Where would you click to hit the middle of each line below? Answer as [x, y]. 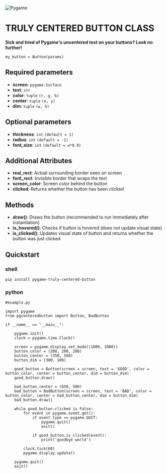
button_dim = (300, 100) [40, 360]
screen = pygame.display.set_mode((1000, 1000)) [66, 347]
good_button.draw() [35, 378]
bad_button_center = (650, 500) [48, 387]
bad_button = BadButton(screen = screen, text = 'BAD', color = [83, 391]
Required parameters [39, 73]
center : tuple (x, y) [34, 101]
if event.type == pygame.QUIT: [65, 418]
